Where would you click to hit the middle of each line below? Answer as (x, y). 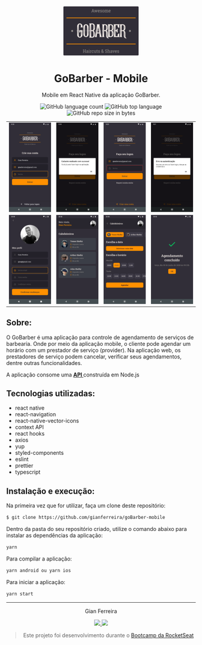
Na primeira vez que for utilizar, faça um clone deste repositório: (86, 506)
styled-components (39, 453)
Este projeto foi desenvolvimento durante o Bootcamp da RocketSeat (109, 635)
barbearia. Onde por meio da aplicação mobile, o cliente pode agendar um (99, 343)
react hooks (30, 434)
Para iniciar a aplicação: (36, 582)
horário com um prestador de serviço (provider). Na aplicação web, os (93, 350)
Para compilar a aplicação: (39, 559)
